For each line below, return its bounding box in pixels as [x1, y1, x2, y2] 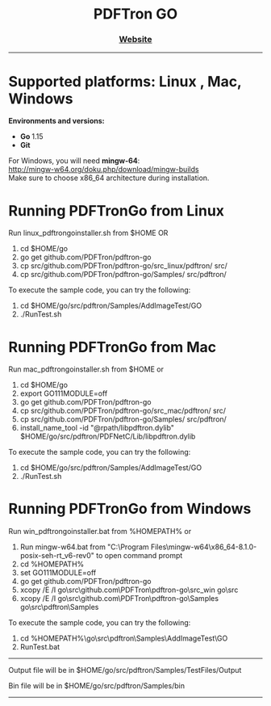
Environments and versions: [8, 116, 105, 126]
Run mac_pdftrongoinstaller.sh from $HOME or [8, 364, 164, 374]
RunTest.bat [19, 642, 60, 652]
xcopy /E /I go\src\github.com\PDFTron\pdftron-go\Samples [19, 594, 219, 603]
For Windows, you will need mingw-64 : [8, 156, 140, 166]
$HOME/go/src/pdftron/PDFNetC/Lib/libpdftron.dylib [19, 431, 196, 441]
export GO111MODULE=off [19, 389, 108, 398]
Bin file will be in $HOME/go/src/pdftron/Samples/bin [8, 681, 186, 691]
